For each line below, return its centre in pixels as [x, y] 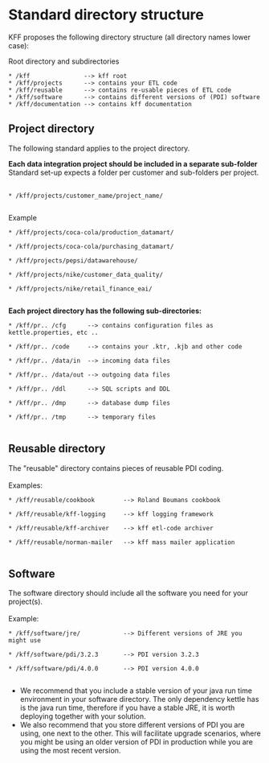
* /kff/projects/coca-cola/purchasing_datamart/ [91, 246]
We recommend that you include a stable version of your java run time [136, 691]
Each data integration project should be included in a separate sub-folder [133, 163]
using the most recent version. [70, 751]
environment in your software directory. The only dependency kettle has [139, 699]
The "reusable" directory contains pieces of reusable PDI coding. [116, 468]
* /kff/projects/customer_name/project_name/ [86, 196]
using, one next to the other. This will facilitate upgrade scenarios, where [140, 733]
